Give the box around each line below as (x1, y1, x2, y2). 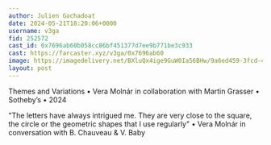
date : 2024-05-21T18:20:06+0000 (8, 19, 117, 27)
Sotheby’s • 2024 (8, 94, 67, 105)
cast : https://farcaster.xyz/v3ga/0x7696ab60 (8, 49, 164, 57)
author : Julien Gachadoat (8, 11, 95, 20)
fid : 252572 (8, 34, 48, 43)
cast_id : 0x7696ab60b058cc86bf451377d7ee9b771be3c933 (8, 42, 194, 50)
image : (8, 57, 31, 65)
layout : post (8, 64, 52, 72)
